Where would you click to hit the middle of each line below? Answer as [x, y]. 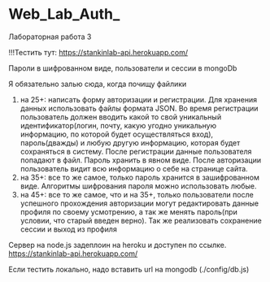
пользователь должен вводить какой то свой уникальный [121, 117]
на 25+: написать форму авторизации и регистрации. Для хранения [139, 99]
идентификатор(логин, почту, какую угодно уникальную [118, 125]
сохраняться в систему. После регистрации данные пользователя [136, 151]
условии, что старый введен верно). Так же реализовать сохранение [141, 220]
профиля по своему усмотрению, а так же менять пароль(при [128, 211]
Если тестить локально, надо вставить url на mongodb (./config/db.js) [129, 269]
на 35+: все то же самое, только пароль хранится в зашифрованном [140, 177]
